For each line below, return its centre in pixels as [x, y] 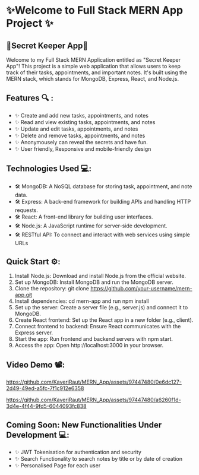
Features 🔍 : [30, 98]
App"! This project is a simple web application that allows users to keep [94, 66]
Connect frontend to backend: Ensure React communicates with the [98, 327]
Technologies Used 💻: [49, 169]
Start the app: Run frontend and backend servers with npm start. [94, 339]
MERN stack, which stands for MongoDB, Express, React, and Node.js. [93, 79]
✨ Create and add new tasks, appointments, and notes [81, 115]
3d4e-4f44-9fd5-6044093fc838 [47, 406]
